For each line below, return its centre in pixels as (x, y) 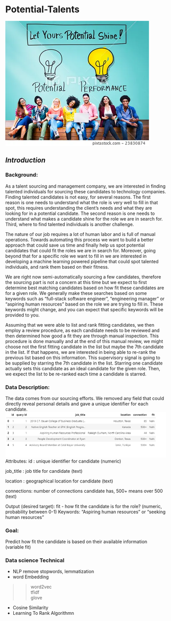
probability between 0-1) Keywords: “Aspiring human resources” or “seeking (86, 512)
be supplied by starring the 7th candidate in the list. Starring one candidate (84, 363)
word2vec (41, 587)
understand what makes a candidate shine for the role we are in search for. (84, 218)
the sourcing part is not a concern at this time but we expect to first (76, 282)
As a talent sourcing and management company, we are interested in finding (86, 186)
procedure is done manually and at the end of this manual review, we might (84, 341)
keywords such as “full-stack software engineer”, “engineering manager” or (85, 298)
